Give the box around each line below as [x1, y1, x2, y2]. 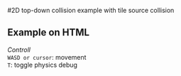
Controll [7, 45, 31, 54]
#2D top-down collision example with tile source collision [7, 6, 175, 14]
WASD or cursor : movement [7, 53, 87, 61]
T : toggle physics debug [7, 60, 78, 69]
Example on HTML [7, 26, 90, 38]
